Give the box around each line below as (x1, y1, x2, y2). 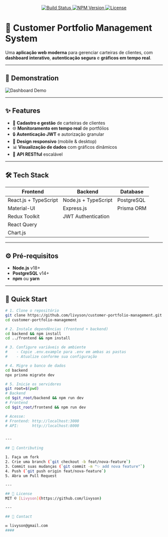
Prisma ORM (117, 205, 146, 212)
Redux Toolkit (7, 213, 40, 220)
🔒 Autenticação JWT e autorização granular (12, 131, 104, 137)
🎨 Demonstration (5, 74, 59, 83)
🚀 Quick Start (5, 295, 47, 303)
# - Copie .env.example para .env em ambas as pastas (5, 350, 126, 355)
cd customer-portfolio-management (5, 317, 77, 323)
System (5, 33, 38, 45)
